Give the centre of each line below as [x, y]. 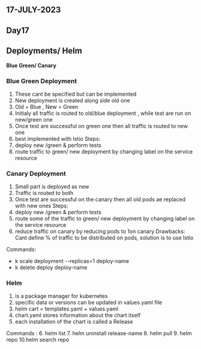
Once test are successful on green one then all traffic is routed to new [101, 126]
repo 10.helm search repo [38, 340]
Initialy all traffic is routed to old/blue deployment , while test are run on [103, 113]
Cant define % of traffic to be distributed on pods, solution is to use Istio [104, 238]
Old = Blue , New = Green [46, 107]
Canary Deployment [36, 173]
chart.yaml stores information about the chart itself [78, 315]
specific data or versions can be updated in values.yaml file [88, 303]
